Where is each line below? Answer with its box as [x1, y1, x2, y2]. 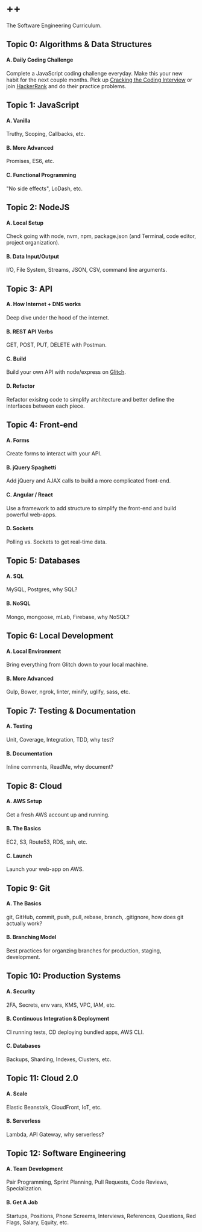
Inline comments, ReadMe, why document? [6, 763, 113, 771]
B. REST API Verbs [6, 328, 53, 335]
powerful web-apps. [6, 511, 57, 518]
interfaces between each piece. [6, 402, 86, 409]
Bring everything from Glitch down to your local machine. [6, 661, 148, 669]
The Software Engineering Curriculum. [6, 22, 102, 29]
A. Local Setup [6, 219, 44, 226]
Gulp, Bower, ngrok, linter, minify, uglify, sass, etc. [6, 688, 131, 696]
